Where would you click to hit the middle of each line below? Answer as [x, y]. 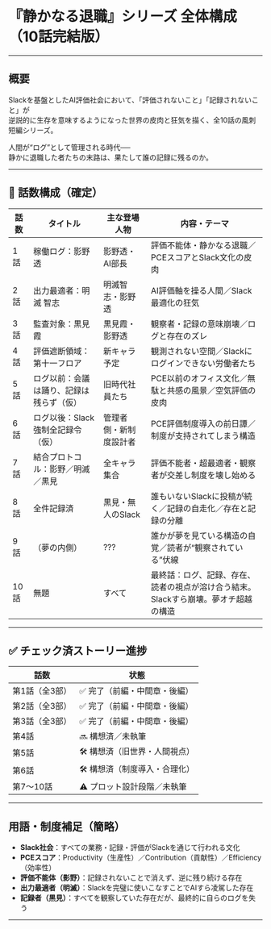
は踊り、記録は [62, 390]
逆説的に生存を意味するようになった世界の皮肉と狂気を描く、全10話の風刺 [132, 120]
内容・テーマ [205, 223]
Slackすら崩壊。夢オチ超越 [201, 599]
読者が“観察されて [201, 548]
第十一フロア [58, 363]
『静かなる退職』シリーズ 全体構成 [123, 17]
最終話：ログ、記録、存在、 [203, 575]
